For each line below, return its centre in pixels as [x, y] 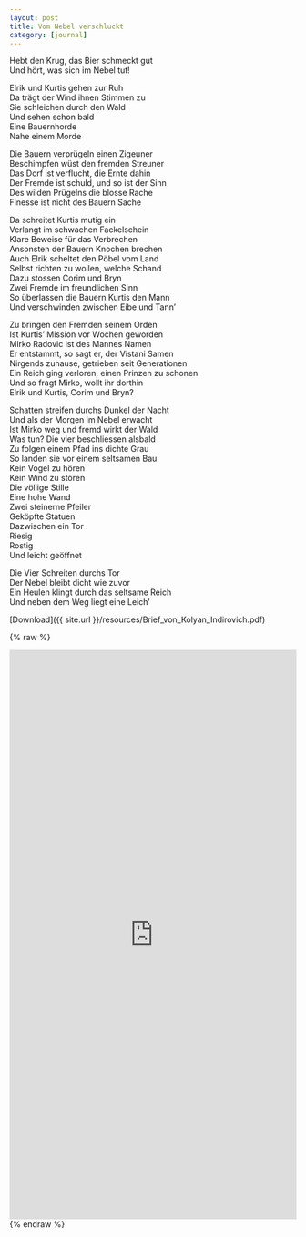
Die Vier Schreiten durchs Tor [65, 573]
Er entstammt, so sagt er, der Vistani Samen [92, 354]
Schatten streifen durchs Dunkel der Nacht [90, 410]
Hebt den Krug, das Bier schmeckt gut [81, 61]
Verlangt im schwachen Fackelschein [79, 230]
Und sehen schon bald [52, 117]
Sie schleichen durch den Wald [67, 107]
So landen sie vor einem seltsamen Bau [83, 459]
